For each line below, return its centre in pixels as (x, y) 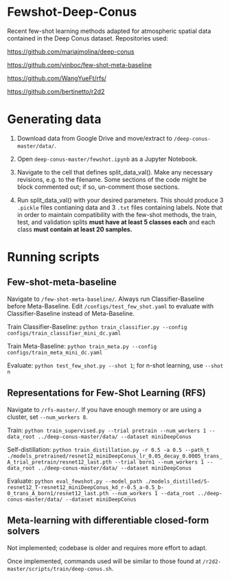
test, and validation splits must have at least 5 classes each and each (116, 222)
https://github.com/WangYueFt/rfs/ (57, 78)
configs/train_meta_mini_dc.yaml (55, 352)
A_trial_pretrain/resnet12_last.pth (59, 462)
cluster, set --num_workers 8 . (47, 417)
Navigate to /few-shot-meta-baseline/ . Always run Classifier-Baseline (106, 299)
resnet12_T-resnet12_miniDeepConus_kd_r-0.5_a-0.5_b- (86, 487)
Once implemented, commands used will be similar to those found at (104, 561)
